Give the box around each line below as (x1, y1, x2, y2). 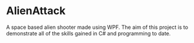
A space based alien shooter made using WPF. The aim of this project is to (6, 24, 189, 31)
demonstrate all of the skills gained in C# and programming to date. (6, 29, 171, 37)
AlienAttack (6, 4, 66, 18)
